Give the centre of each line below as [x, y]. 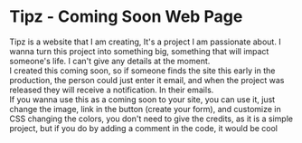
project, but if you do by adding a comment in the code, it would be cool [144, 128]
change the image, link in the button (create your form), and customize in [146, 109]
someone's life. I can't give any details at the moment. [110, 61]
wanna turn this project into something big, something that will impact [139, 51]
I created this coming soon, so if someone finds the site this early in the [142, 71]
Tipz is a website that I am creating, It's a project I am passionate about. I [146, 42]
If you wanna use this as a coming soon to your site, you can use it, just [142, 99]
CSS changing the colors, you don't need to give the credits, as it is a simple [151, 119]
